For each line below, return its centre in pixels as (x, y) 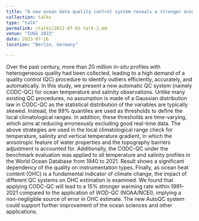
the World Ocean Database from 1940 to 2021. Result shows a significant (95, 161)
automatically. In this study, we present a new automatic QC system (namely (99, 85)
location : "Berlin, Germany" (42, 45)
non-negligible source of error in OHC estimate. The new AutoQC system (95, 198)
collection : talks (29, 17)
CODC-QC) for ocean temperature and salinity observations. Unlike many (96, 92)
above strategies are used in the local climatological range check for (89, 129)
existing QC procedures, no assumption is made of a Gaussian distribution (97, 98)
